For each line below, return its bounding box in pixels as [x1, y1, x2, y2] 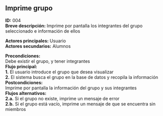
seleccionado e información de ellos [5, 28, 80, 34]
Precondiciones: [5, 53, 41, 59]
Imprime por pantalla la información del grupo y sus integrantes [5, 85, 137, 91]
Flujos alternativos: [5, 90, 47, 96]
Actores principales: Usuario [5, 38, 66, 44]
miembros [5, 106, 26, 112]
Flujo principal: [5, 63, 38, 69]
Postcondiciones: [5, 79, 43, 85]
